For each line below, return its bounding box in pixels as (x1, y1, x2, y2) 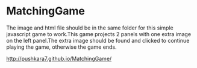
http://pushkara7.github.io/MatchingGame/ (6, 55, 112, 62)
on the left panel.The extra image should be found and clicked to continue (6, 37, 190, 44)
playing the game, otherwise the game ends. (6, 43, 117, 51)
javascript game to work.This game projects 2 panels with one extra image (6, 30, 192, 37)
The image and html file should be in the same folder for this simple (6, 24, 174, 31)
